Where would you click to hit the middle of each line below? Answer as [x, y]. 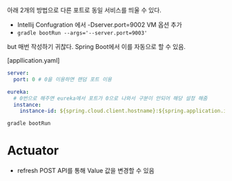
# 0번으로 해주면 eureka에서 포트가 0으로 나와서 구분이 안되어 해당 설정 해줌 [110, 98]
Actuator [33, 151]
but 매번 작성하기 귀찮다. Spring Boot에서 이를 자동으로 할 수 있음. [97, 46]
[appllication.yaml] [33, 60]
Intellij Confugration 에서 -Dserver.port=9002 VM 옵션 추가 [99, 25]
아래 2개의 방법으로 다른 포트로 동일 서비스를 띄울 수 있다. [85, 10]
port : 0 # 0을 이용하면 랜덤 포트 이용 [63, 79]
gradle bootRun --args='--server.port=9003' [82, 33]
